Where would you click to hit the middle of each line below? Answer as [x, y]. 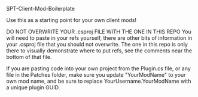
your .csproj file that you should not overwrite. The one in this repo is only [97, 44]
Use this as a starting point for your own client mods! [71, 20]
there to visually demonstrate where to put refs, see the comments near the [99, 51]
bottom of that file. [29, 57]
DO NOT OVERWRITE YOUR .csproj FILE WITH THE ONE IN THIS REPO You [99, 32]
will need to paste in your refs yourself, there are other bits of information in [99, 38]
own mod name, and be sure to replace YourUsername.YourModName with [99, 81]
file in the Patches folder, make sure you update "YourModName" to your [96, 75]
